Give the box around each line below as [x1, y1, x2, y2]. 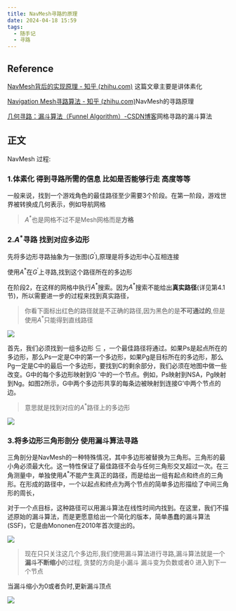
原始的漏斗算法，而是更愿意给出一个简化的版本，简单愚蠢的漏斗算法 [13, 512, 211, 521]
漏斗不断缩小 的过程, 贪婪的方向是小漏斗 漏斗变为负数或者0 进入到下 [24, 558, 221, 567]
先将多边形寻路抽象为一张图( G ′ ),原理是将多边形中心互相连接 [7, 251, 180, 261]
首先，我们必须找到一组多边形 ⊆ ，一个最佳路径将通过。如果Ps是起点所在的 [7, 344, 228, 353]
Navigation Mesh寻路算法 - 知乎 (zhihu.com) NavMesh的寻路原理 [7, 96, 195, 106]
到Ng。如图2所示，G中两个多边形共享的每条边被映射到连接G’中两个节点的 [7, 379, 221, 388]
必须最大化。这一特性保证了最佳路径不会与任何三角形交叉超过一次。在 [19, 462, 223, 470]
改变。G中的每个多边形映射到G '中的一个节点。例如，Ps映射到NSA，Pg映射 [7, 370, 226, 379]
